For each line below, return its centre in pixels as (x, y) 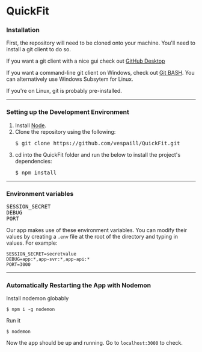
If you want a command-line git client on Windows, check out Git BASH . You (100, 73)
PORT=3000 (19, 265)
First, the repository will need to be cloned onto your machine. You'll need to (101, 43)
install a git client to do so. (38, 49)
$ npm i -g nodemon (31, 310)
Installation (23, 30)
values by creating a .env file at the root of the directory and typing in (92, 237)
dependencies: (33, 161)
